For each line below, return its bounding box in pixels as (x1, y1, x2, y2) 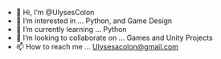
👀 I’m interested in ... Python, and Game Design (15, 16, 173, 26)
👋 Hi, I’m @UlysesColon (15, 8, 95, 17)
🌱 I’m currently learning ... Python (15, 25, 127, 33)
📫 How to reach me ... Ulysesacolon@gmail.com (15, 42, 179, 51)
